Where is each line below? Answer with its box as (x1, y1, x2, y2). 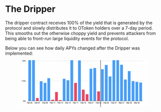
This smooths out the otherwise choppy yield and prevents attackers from (5, 30, 156, 36)
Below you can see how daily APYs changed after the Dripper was (5, 45, 140, 51)
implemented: (5, 50, 33, 56)
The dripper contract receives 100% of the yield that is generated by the (5, 20, 153, 26)
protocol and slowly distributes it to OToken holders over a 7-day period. (5, 25, 153, 31)
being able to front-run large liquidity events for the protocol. (5, 36, 129, 41)
